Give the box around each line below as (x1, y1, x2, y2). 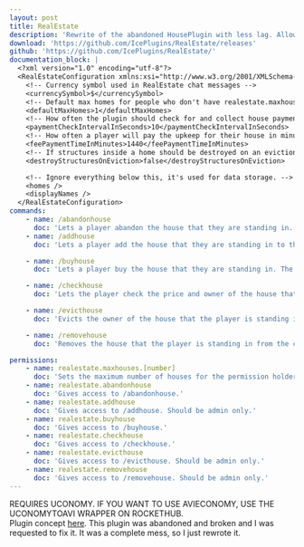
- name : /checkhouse (25, 282, 103, 291)
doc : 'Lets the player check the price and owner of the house (33, 290, 278, 299)
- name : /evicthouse (25, 306, 103, 315)
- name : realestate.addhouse (25, 398, 136, 407)
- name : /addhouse (25, 232, 95, 241)
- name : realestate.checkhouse (25, 431, 144, 440)
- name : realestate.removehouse (25, 465, 147, 474)
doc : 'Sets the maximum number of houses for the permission (33, 372, 270, 381)
